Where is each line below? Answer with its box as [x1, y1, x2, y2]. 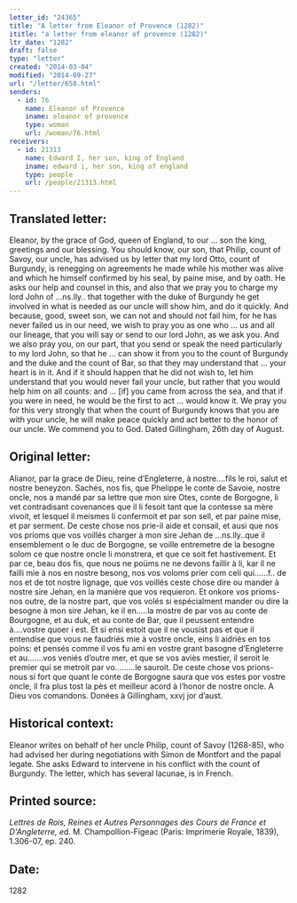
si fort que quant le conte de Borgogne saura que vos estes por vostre [29, 671, 286, 682]
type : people [25, 170, 74, 179]
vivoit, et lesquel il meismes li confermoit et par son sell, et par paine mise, [9, 510, 281, 521]
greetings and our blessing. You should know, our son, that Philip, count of [9, 244, 281, 254]
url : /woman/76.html [25, 129, 101, 138]
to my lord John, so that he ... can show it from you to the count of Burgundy [9, 348, 289, 358]
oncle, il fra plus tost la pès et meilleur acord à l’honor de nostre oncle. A [9, 681, 275, 691]
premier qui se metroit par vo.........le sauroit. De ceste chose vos [9, 661, 246, 672]
